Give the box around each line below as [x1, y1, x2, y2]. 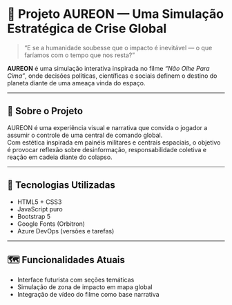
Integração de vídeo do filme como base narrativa [17, 291, 160, 299]
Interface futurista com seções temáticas [17, 275, 135, 284]
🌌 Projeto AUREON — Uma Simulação [7, 6, 224, 22]
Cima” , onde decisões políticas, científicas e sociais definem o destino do [7, 72, 217, 80]
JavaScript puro [17, 204, 64, 213]
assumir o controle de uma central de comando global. [7, 131, 163, 139]
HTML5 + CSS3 [17, 198, 62, 206]
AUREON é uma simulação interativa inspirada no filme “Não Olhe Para [7, 64, 210, 72]
